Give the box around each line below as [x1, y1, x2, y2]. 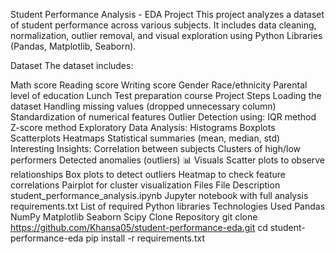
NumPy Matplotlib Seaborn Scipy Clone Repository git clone [10, 211, 258, 223]
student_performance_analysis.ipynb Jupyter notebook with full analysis [10, 190, 309, 201]
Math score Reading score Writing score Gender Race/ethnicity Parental [10, 79, 308, 91]
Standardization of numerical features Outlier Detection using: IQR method [10, 111, 317, 123]
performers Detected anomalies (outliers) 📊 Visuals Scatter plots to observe [10, 154, 325, 166]
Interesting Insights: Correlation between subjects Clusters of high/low [10, 143, 301, 154]
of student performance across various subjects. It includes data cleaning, [10, 19, 317, 31]
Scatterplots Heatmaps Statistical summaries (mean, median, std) [10, 132, 281, 144]
